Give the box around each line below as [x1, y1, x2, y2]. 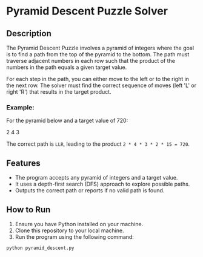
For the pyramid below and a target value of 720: [6, 117, 128, 125]
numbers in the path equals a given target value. [6, 63, 127, 71]
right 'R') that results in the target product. [6, 88, 111, 95]
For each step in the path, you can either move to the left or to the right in [6, 76, 190, 82]
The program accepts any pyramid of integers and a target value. [15, 174, 178, 181]
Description [6, 28, 52, 39]
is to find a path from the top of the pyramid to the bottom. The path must [6, 51, 190, 58]
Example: [6, 103, 35, 111]
